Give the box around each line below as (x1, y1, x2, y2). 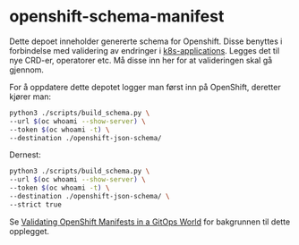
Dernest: (9, 149, 42, 160)
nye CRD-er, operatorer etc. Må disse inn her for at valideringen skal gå (9, 55, 273, 65)
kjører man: (9, 91, 52, 102)
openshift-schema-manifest (9, 6, 225, 27)
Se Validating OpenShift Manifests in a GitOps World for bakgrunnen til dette (9, 216, 291, 227)
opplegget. (9, 225, 50, 236)
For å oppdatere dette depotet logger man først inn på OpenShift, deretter (9, 81, 281, 92)
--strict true (9, 199, 63, 209)
